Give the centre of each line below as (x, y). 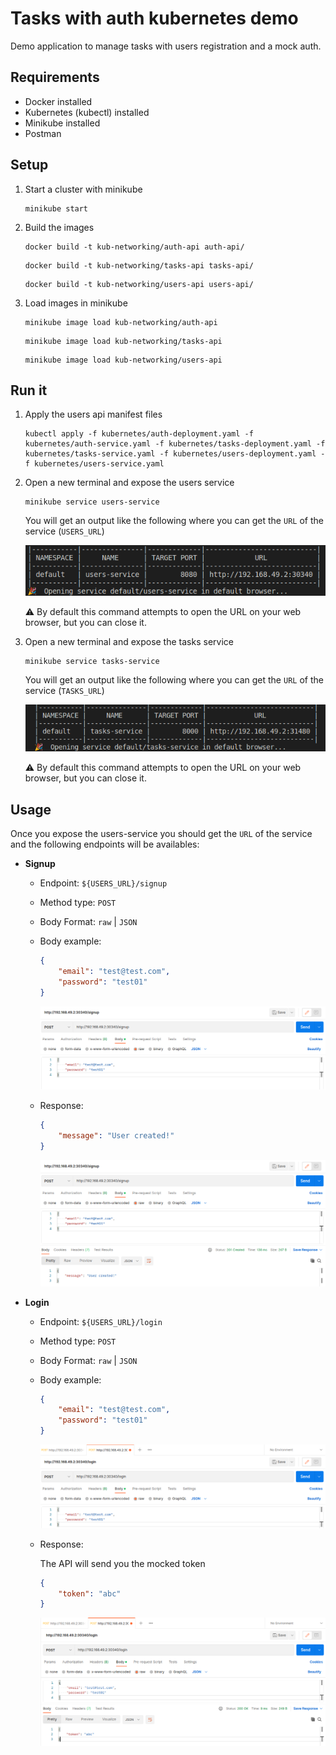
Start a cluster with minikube (83, 189)
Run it (29, 390)
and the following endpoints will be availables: (105, 844)
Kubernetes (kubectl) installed (87, 112)
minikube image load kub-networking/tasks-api (123, 341)
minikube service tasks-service (92, 661)
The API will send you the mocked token (122, 1563)
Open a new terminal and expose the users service (129, 483)
